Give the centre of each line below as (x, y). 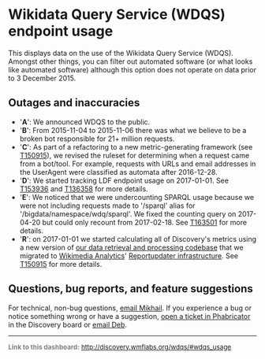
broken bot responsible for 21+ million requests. (97, 139)
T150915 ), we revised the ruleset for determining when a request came (134, 155)
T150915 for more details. (61, 264)
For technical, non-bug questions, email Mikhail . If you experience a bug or (130, 308)
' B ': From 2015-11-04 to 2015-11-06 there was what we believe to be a (133, 130)
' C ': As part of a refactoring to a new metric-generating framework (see (136, 146)
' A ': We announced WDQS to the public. (85, 122)
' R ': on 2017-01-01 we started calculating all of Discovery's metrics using (138, 239)
